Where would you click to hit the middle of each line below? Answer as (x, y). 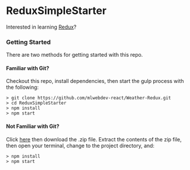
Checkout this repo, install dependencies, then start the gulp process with (95, 81)
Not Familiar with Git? (33, 126)
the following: (23, 87)
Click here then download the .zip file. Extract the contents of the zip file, (94, 139)
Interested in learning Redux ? (42, 27)
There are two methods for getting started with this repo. (75, 55)
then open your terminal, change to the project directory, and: (80, 145)
